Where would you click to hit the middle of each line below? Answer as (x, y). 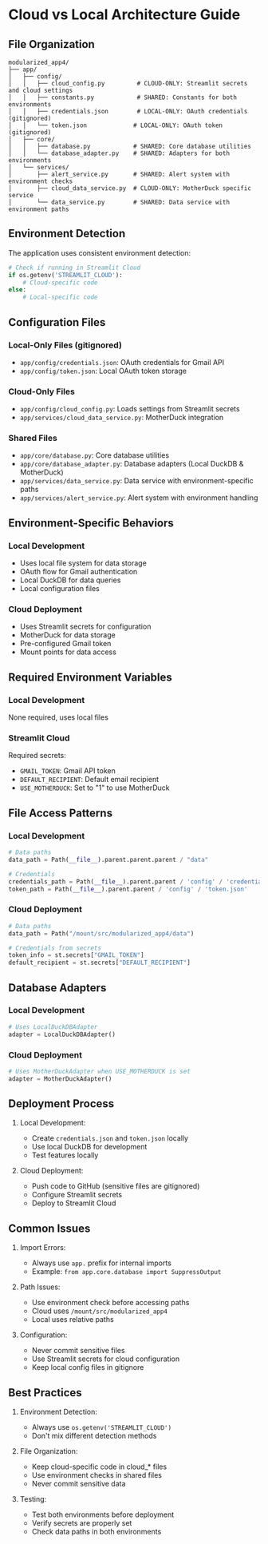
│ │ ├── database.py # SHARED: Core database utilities (130, 146)
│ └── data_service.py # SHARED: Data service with (119, 202)
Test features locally (65, 1155)
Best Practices (45, 1393)
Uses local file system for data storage (83, 563)
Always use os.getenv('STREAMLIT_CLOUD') (102, 1427)
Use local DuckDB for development (89, 1147)
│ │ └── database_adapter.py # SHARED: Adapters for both (119, 153)
